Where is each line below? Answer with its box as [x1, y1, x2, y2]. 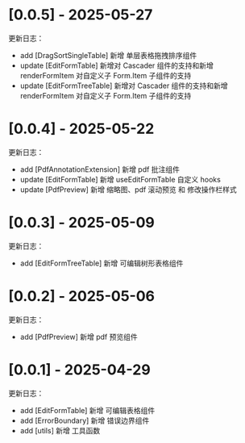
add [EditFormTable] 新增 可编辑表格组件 [19, 405, 156, 415]
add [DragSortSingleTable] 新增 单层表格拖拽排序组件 [19, 50, 197, 60]
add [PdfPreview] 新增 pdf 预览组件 [19, 332, 139, 341]
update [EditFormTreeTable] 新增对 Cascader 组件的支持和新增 [19, 81, 228, 90]
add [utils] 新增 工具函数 [19, 425, 101, 435]
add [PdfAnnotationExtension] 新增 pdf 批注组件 [19, 164, 180, 174]
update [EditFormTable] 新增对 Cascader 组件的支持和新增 [19, 61, 214, 70]
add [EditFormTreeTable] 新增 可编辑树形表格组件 [19, 258, 184, 268]
